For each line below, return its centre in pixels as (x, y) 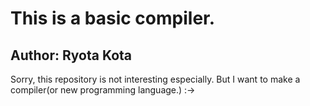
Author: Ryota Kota (71, 55)
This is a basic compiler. (113, 18)
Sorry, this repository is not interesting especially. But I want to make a (155, 79)
